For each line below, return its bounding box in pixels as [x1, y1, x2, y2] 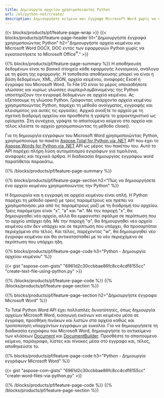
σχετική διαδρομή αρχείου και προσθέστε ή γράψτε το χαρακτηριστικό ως [5, 113, 156, 119]
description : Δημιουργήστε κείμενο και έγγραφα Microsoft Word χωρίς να [5, 16, 156, 21]
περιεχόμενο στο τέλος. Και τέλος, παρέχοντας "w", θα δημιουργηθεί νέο [5, 228, 156, 235]
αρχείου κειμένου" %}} [5, 254, 52, 260]
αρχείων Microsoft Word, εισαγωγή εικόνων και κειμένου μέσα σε [5, 312, 139, 318]
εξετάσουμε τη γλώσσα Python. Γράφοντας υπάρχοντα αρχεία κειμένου [5, 97, 152, 103]
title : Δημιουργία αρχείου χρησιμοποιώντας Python [5, 7, 110, 12]
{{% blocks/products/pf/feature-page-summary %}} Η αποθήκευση [5, 61, 142, 66]
